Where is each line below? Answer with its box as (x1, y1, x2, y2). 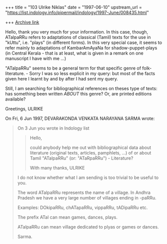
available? (5, 96, 26, 102)
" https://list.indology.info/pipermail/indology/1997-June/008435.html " (5, 9, 149, 15)
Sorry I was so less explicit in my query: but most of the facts (29, 70, 155, 76)
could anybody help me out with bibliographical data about (29, 144, 151, 150)
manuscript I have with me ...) (5, 55, 66, 61)
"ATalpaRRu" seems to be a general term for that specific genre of (5, 65, 141, 71)
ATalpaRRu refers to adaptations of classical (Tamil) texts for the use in (5, 34, 151, 40)
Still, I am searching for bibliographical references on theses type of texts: (5, 85, 157, 91)
